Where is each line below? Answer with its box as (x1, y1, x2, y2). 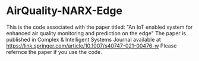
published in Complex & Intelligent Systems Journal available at (6, 36, 162, 43)
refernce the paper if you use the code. (6, 48, 103, 55)
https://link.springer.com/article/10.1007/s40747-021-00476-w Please (6, 42, 177, 49)
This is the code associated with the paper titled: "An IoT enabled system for (6, 23, 193, 30)
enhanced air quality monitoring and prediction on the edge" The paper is (6, 29, 186, 36)
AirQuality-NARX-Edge (6, 4, 123, 18)
